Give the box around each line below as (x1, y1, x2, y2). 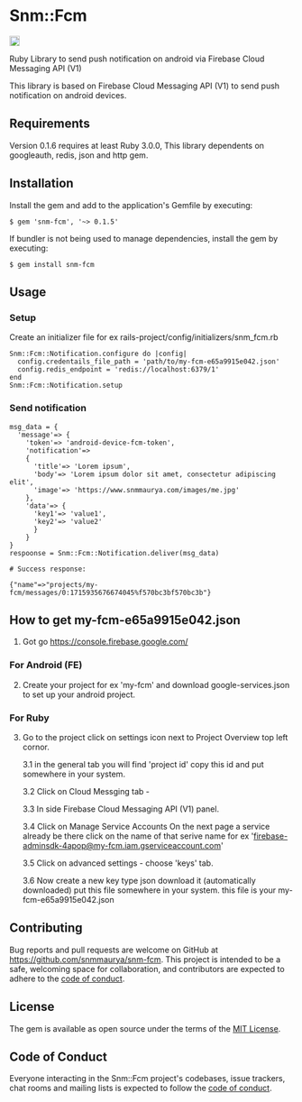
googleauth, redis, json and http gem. (9, 150, 149, 161)
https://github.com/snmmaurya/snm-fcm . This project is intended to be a (9, 953, 281, 965)
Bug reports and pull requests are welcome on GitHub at (9, 944, 219, 955)
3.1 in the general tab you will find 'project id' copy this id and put (22, 758, 264, 769)
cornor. (22, 741, 50, 752)
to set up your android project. (22, 689, 136, 700)
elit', (9, 477, 34, 487)
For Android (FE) (9, 659, 83, 672)
